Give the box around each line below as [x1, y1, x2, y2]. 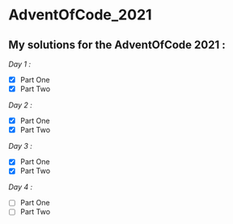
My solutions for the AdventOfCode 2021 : [8, 38, 226, 52]
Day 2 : [8, 100, 32, 110]
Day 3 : [8, 142, 32, 151]
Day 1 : [8, 59, 31, 69]
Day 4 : [8, 182, 33, 192]
